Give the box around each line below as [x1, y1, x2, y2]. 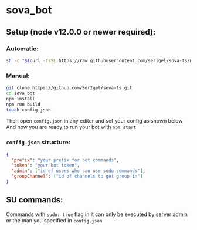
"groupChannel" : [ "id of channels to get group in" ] [11, 174, 143, 180]
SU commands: [6, 195, 63, 205]
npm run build [6, 101, 41, 107]
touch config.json [6, 107, 51, 113]
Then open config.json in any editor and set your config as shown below [6, 117, 183, 124]
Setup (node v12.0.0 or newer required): [6, 27, 156, 37]
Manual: [6, 72, 30, 80]
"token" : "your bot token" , [11, 163, 80, 168]
